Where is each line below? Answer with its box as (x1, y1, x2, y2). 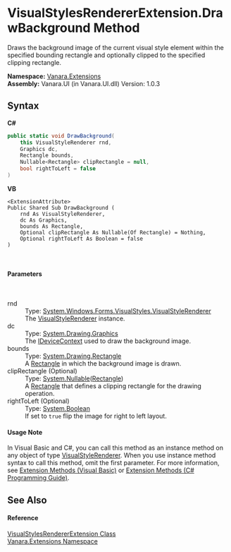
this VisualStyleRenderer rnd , (20, 139, 112, 146)
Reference (7, 514, 39, 522)
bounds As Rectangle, (20, 222, 83, 230)
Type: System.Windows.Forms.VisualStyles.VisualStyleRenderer (25, 307, 211, 316)
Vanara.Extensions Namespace (7, 536, 99, 545)
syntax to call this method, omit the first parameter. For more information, (7, 459, 220, 467)
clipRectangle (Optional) (7, 367, 77, 376)
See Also (7, 494, 47, 506)
